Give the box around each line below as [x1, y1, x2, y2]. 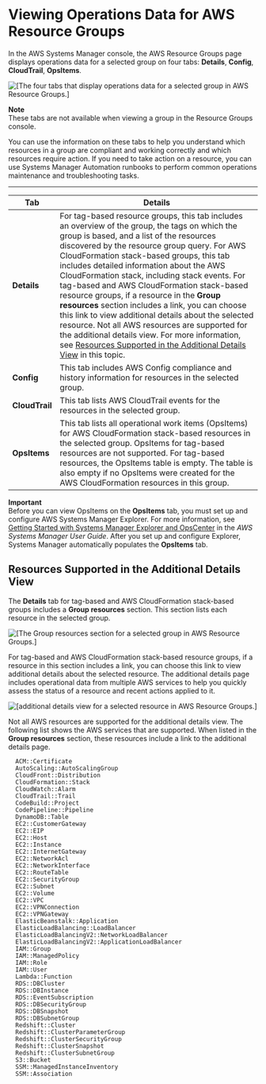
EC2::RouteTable [15, 868, 69, 876]
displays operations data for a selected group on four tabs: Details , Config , [8, 57, 254, 67]
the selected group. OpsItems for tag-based [59, 437, 225, 448]
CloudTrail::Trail [15, 792, 77, 800]
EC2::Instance [15, 840, 62, 848]
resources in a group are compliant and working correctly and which [8, 145, 232, 155]
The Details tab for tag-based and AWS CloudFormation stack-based [8, 596, 234, 605]
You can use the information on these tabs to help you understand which [8, 136, 245, 146]
